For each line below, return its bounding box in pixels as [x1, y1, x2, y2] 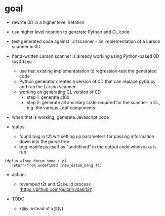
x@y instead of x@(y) [19, 205, 64, 211]
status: [11, 124, 26, 130]
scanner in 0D [11, 43, 41, 49]
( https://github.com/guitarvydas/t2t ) [19, 186, 93, 192]
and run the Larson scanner [19, 83, 76, 89]
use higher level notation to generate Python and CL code [11, 29, 129, 35]
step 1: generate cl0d [26, 94, 70, 100]
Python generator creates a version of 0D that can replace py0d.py [19, 78, 156, 84]
